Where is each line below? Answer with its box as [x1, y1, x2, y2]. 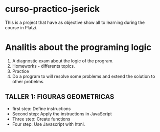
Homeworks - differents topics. [12, 63, 75, 69]
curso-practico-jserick [5, 3, 100, 15]
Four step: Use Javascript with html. [12, 121, 85, 127]
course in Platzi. [5, 24, 38, 30]
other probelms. [12, 78, 45, 84]
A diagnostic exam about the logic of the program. [12, 57, 114, 64]
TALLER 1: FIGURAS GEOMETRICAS [5, 93, 114, 101]
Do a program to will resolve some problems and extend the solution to [12, 73, 155, 79]
